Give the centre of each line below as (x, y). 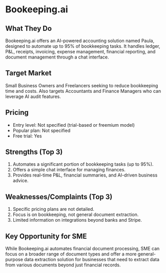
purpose (14, 260)
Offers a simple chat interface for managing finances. (69, 170)
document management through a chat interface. (57, 57)
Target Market (28, 73)
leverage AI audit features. (33, 96)
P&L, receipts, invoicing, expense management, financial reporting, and (80, 52)
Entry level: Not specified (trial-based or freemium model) (74, 125)
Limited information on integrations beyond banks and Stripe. (77, 220)
